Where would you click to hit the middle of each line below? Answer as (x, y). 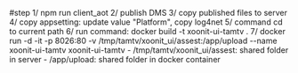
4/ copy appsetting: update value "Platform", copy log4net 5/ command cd (146, 22)
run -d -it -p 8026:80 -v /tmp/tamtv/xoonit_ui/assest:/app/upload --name (143, 40)
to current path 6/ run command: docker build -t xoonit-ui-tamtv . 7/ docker (148, 31)
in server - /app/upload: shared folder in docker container (115, 59)
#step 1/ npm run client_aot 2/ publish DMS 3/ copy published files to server (148, 13)
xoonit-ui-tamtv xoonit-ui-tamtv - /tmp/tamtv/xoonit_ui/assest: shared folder (149, 50)
